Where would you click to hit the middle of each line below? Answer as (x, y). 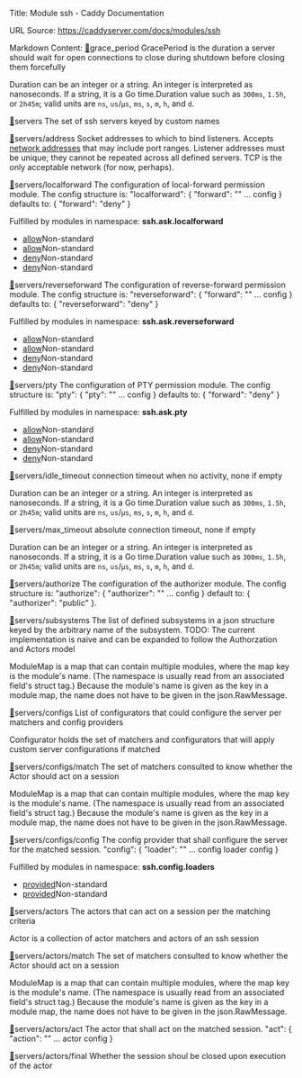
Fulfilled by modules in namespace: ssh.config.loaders (112, 867)
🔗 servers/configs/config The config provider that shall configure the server (149, 840)
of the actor (31, 1065)
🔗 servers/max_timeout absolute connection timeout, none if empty (133, 530)
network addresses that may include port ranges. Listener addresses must (147, 148)
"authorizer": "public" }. (53, 603)
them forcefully (37, 67)
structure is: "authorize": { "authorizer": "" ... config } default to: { (130, 593)
